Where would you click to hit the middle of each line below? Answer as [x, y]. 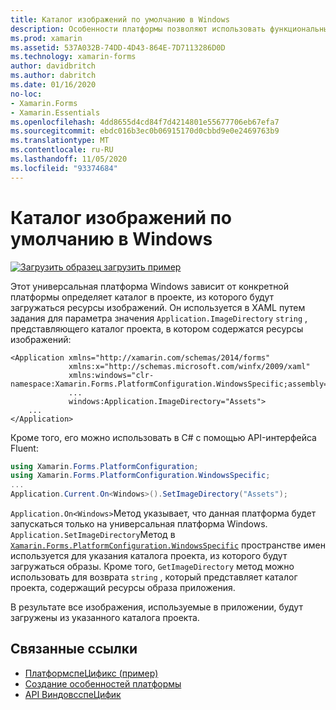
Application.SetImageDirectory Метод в [93, 535]
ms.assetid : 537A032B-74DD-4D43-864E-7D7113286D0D [118, 47]
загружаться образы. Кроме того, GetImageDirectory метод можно [152, 567]
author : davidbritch [53, 66]
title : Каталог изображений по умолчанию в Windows [120, 19]
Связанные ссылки [74, 649]
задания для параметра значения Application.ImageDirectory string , [159, 318]
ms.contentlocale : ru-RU [62, 150]
